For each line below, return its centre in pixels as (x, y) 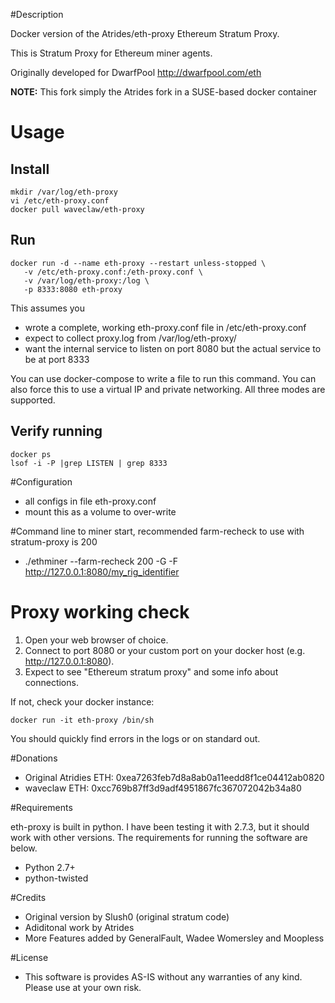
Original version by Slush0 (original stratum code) (127, 916)
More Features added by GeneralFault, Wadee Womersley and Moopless (174, 938)
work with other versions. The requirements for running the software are (159, 837)
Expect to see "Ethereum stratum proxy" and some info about (151, 671)
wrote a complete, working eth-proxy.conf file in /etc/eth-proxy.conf (165, 327)
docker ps (31, 454)
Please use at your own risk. (83, 987)
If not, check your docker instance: (82, 701)
